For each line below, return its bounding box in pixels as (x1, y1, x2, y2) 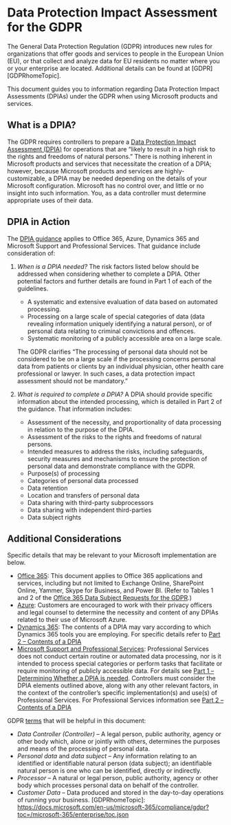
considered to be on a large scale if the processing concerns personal (16, 354, 217, 363)
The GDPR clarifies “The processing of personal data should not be (16, 347, 208, 356)
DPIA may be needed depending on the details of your (53, 174, 208, 182)
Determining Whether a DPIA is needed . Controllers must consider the (16, 674, 216, 683)
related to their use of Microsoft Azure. (16, 616, 127, 624)
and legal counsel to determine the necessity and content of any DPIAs (16, 608, 219, 617)
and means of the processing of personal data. (16, 744, 150, 753)
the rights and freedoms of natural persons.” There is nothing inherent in (7, 152, 212, 160)
